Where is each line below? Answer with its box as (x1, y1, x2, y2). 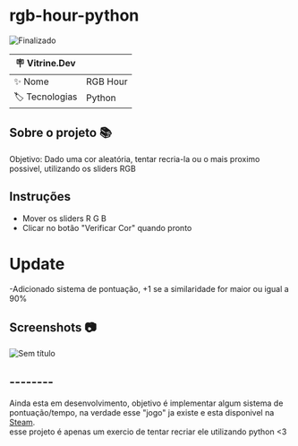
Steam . (9, 417, 36, 428)
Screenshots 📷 (9, 320, 97, 335)
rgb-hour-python (9, 5, 140, 26)
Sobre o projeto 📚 (9, 125, 113, 141)
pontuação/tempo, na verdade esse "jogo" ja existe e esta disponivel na (9, 407, 275, 418)
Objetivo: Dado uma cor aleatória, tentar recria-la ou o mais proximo (9, 153, 260, 164)
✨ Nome (13, 75, 49, 88)
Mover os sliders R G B (21, 212, 107, 224)
